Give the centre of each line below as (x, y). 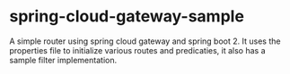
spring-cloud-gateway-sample (127, 16)
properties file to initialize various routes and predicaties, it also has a (137, 50)
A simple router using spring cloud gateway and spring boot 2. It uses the (145, 41)
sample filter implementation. (63, 60)
